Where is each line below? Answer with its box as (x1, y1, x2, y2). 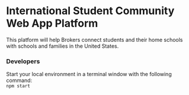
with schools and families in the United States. (6, 42, 119, 50)
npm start (6, 83, 31, 89)
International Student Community (6, 4, 175, 18)
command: (6, 77, 33, 84)
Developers (6, 57, 40, 65)
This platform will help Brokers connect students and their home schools (6, 36, 183, 43)
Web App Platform (6, 17, 98, 30)
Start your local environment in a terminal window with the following (6, 71, 172, 78)
